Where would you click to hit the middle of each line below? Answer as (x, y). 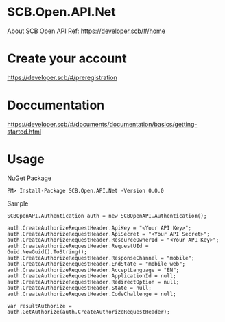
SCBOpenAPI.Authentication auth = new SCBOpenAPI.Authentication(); (107, 216)
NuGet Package (29, 178)
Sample (18, 203)
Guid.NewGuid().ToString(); (47, 252)
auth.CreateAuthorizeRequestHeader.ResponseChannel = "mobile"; (101, 258)
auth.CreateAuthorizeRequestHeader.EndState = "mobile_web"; (96, 264)
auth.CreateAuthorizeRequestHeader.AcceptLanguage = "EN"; (93, 270)
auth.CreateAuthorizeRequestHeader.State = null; (80, 288)
